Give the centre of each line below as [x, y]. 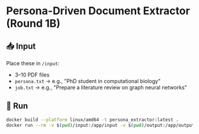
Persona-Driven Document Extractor [98, 11]
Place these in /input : [33, 63]
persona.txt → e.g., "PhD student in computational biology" [88, 81]
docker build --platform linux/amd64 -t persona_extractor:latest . [92, 120]
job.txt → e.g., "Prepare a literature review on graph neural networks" [101, 87]
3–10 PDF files [32, 75]
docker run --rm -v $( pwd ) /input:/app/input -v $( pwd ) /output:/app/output [100, 125]
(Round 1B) [33, 23]
